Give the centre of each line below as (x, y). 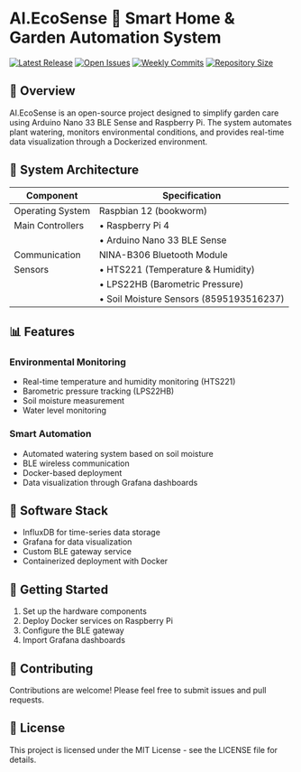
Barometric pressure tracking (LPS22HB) (98, 391)
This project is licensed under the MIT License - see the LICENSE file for (143, 749)
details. (23, 759)
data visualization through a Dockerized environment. (109, 141)
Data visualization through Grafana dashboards (110, 482)
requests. (27, 700)
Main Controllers (49, 225)
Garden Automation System (115, 37)
